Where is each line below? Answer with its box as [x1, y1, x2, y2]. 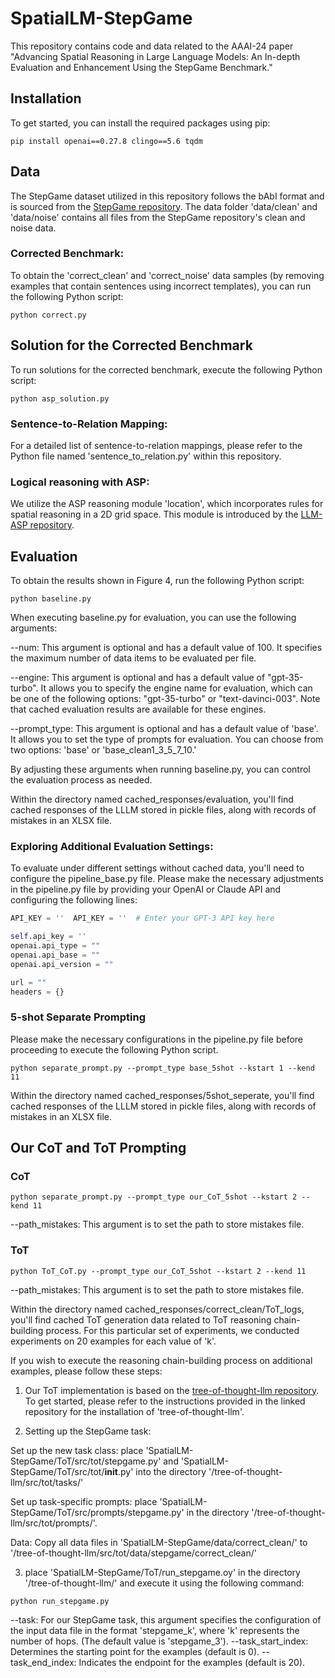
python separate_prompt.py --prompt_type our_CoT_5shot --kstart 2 [10, 1192, 298, 1202]
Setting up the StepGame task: [24, 1425, 152, 1437]
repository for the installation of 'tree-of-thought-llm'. [24, 1405, 245, 1417]
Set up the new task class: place [10, 1444, 144, 1456]
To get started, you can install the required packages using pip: [10, 117, 271, 129]
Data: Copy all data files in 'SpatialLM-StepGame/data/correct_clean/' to [10, 1536, 308, 1548]
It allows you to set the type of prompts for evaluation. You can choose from [10, 733, 324, 746]
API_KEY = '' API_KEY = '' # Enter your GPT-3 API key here [10, 913, 275, 924]
